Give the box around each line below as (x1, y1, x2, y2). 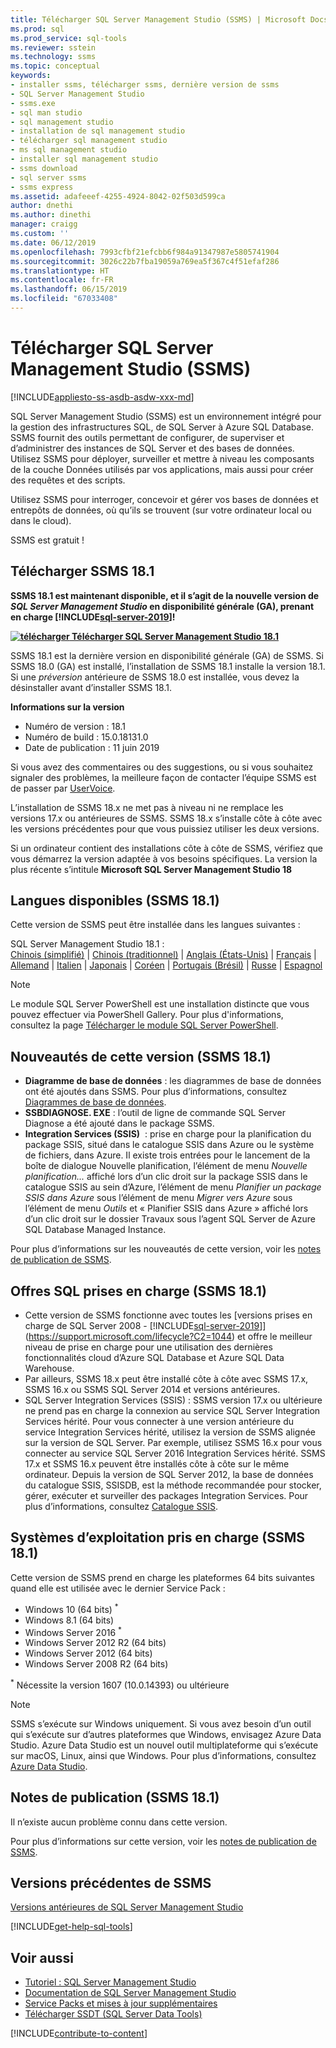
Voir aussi (10, 1949, 74, 1966)
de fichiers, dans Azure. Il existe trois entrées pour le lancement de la (24, 1149, 311, 1161)
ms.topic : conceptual (10, 61, 101, 71)
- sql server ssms (10, 172, 87, 183)
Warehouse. (24, 1362, 75, 1375)
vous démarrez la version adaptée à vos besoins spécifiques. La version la (10, 852, 318, 865)
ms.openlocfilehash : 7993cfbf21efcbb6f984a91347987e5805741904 (10, 247, 280, 257)
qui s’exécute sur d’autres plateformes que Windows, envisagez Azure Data (10, 1728, 322, 1740)
